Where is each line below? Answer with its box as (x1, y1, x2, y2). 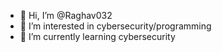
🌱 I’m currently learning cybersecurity (19, 31, 176, 42)
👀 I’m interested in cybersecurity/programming (19, 20, 212, 32)
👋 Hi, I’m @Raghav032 (19, 10, 113, 21)
